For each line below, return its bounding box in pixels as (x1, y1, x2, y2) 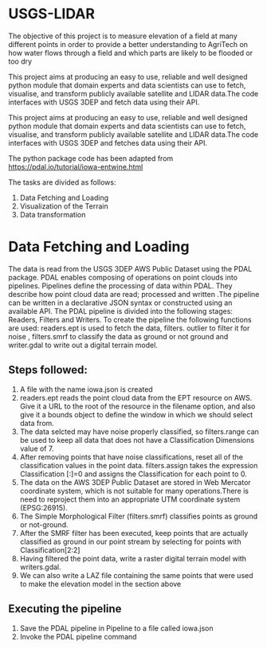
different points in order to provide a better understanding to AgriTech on (8, 39, 249, 49)
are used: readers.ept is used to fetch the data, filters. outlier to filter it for (8, 323, 250, 333)
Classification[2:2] (19, 545, 80, 554)
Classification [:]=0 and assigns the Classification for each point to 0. (19, 469, 247, 479)
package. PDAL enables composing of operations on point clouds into (8, 272, 238, 282)
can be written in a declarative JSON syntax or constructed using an (8, 298, 233, 307)
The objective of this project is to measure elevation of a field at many (8, 31, 238, 41)
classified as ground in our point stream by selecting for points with (19, 537, 241, 546)
